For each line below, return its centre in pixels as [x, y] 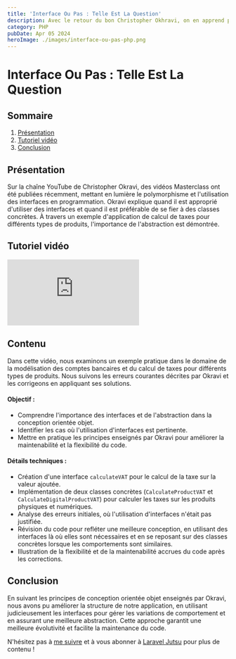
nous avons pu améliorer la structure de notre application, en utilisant [107, 605]
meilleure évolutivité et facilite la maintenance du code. [87, 628]
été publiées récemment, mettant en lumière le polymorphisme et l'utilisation [118, 194]
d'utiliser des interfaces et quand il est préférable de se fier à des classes [113, 209]
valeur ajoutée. [39, 484]
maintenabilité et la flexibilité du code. [72, 445]
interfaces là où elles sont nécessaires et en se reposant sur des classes [123, 536]
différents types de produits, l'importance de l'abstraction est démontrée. [113, 224]
